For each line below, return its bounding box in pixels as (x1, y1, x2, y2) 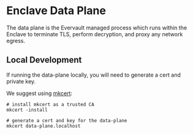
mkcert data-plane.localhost (6, 123, 81, 129)
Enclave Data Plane (6, 4, 106, 18)
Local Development (6, 55, 82, 65)
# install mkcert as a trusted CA (6, 101, 95, 107)
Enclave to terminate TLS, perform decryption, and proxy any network (6, 30, 183, 37)
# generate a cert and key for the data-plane (6, 117, 127, 123)
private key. (6, 77, 36, 85)
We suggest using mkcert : (6, 90, 72, 97)
